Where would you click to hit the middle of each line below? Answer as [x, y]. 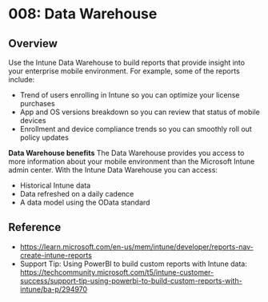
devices [33, 120]
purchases [37, 103]
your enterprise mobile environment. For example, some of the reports [124, 71]
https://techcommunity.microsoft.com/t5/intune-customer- [117, 272]
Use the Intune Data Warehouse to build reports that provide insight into [127, 62]
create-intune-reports [56, 255]
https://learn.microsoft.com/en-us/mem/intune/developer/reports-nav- [137, 246]
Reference [35, 227]
